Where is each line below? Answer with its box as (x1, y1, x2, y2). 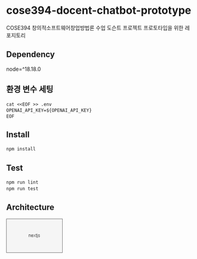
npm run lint (6, 179, 39, 186)
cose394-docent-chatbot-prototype (6, 4, 192, 17)
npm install (6, 146, 36, 152)
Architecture (6, 202, 55, 213)
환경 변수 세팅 (6, 85, 54, 95)
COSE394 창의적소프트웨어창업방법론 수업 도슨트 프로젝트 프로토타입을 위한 (6, 24, 184, 31)
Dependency (6, 49, 55, 60)
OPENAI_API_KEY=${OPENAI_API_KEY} (6, 107, 93, 113)
